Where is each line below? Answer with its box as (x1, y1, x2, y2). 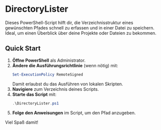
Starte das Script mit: (12, 91, 57, 97)
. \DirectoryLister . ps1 (12, 101, 59, 106)
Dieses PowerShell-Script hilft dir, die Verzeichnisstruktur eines (5, 20, 133, 26)
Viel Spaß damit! (5, 119, 38, 125)
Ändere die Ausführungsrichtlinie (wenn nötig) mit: (12, 62, 118, 68)
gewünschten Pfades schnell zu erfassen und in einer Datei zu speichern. (5, 25, 155, 30)
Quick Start (5, 44, 41, 52)
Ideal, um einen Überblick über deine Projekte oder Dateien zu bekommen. (5, 30, 157, 36)
